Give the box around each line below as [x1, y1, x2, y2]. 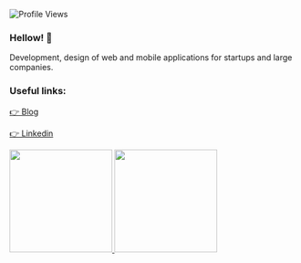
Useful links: [9, 85, 67, 98]
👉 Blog [9, 106, 39, 117]
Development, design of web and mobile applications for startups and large [9, 52, 293, 63]
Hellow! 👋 [9, 31, 53, 44]
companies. [9, 62, 54, 73]
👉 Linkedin [9, 128, 54, 139]
